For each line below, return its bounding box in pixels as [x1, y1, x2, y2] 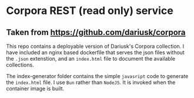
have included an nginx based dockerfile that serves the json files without [6, 49, 185, 56]
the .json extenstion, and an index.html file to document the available [6, 55, 175, 62]
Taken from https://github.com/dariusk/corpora [6, 27, 186, 37]
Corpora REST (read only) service [6, 4, 173, 17]
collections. [6, 61, 34, 68]
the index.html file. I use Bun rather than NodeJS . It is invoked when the [6, 79, 176, 86]
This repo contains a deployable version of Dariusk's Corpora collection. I [6, 43, 185, 50]
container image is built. [6, 85, 65, 92]
